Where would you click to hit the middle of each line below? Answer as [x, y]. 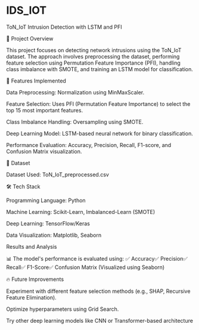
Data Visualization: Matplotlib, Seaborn [54, 235]
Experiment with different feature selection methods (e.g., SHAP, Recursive [98, 291]
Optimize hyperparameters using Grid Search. [63, 309]
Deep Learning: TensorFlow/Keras [48, 223]
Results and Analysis [32, 246]
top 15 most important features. [45, 110]
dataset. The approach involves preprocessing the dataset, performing [93, 56]
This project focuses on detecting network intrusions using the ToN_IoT [94, 50]
